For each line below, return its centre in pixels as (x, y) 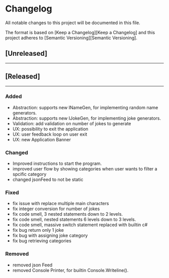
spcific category (29, 174)
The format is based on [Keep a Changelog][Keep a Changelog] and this (80, 32)
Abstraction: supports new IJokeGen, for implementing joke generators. (87, 118)
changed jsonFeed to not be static (48, 179)
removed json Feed (32, 265)
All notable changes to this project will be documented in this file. (73, 23)
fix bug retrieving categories (42, 241)
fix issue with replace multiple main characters (61, 204)
